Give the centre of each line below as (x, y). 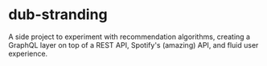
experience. (28, 53)
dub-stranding (58, 15)
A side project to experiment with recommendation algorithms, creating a (129, 37)
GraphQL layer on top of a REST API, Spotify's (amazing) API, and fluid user (133, 45)
